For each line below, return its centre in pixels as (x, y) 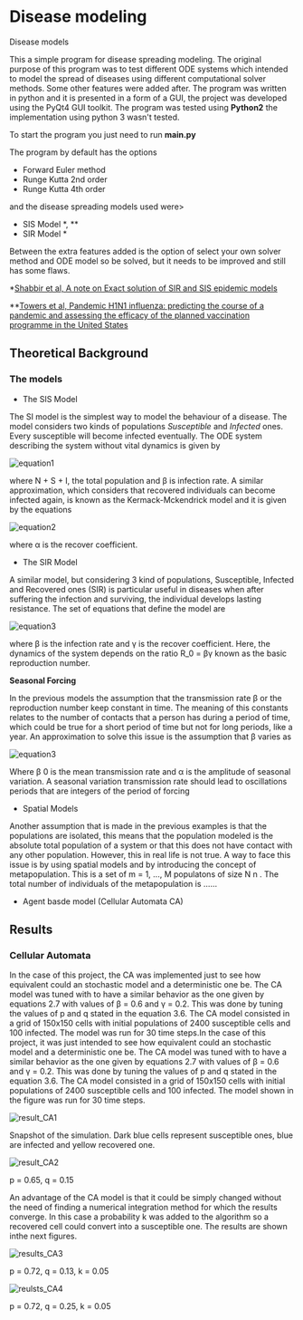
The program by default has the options (83, 152)
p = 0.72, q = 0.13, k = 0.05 (59, 1271)
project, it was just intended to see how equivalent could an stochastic (141, 1043)
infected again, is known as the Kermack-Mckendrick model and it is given (148, 499)
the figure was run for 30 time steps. (78, 1100)
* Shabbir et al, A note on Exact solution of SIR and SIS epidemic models (143, 288)
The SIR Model (50, 562)
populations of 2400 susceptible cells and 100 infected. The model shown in (151, 1091)
